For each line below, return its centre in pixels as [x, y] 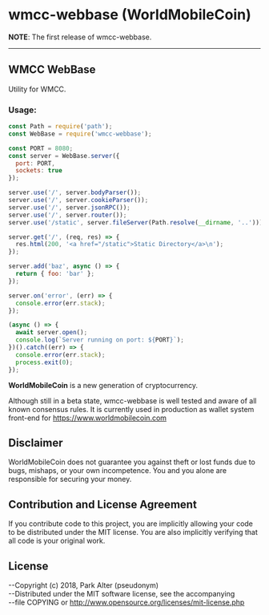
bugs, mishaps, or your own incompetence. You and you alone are [117, 471]
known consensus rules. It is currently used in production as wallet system [131, 409]
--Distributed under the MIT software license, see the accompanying [122, 593]
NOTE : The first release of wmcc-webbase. [80, 37]
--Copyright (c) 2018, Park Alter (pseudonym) [83, 585]
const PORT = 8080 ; [41, 148]
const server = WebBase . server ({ [64, 156]
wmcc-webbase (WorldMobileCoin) [130, 15]
